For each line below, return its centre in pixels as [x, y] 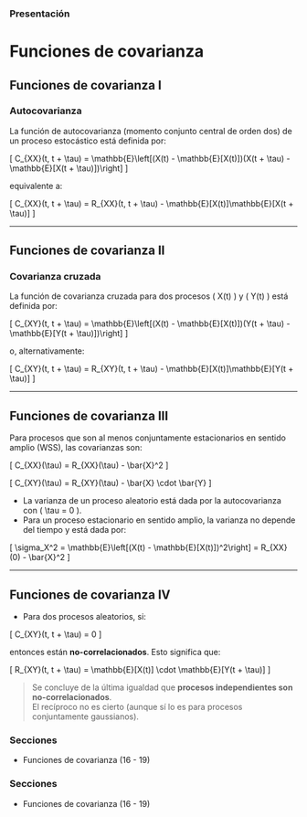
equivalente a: [36, 186]
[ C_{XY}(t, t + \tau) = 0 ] [56, 634]
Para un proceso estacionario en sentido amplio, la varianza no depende [159, 520]
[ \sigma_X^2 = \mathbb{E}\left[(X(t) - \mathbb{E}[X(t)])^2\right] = [134, 547]
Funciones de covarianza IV [90, 594]
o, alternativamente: [47, 351]
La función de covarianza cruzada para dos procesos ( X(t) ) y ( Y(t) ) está [149, 296]
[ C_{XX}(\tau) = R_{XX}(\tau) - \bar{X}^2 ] [89, 465]
